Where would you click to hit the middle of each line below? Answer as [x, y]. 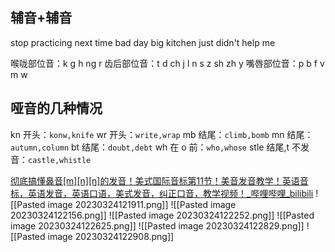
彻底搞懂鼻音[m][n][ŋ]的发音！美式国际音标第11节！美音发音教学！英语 [155, 180]
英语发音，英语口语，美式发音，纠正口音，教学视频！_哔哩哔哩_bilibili [170, 193]
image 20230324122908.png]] [111, 236]
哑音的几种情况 [56, 108]
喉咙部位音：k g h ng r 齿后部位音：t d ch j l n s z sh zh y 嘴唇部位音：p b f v [167, 63]
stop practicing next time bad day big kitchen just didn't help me [143, 42]
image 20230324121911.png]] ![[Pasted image [142, 204]
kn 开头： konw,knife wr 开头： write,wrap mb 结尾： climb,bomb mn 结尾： [162, 134]
